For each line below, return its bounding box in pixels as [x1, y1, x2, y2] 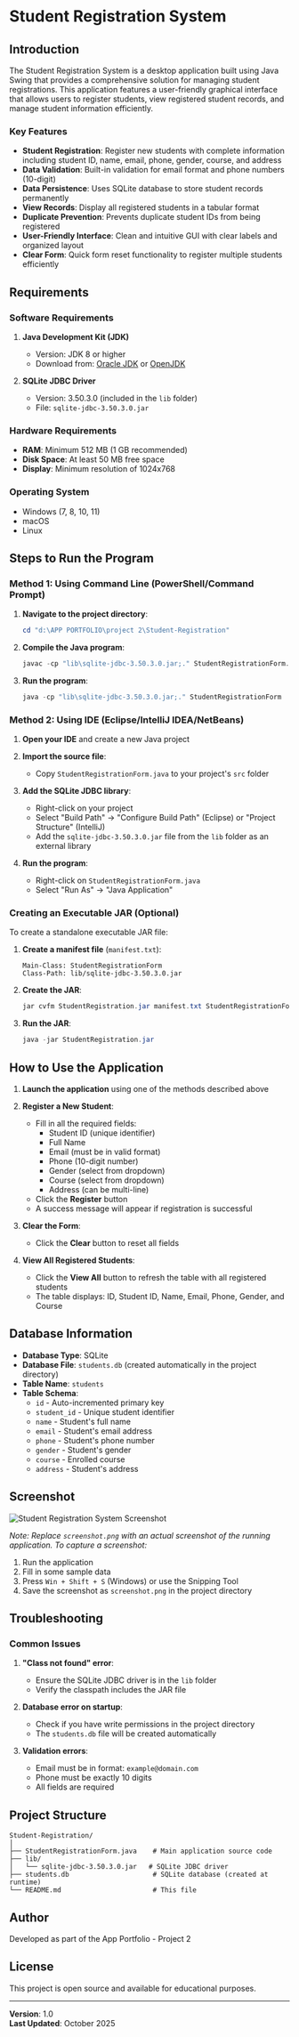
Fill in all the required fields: [35, 1119, 137, 1129]
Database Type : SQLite [21, 1350, 109, 1361]
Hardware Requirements [9, 424, 117, 437]
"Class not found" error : [21, 1658, 114, 1669]
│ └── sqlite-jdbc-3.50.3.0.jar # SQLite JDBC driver [9, 1863, 229, 1871]
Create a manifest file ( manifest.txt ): [21, 944, 162, 955]
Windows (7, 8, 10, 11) [21, 505, 101, 517]
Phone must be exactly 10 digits [35, 1773, 153, 1783]
